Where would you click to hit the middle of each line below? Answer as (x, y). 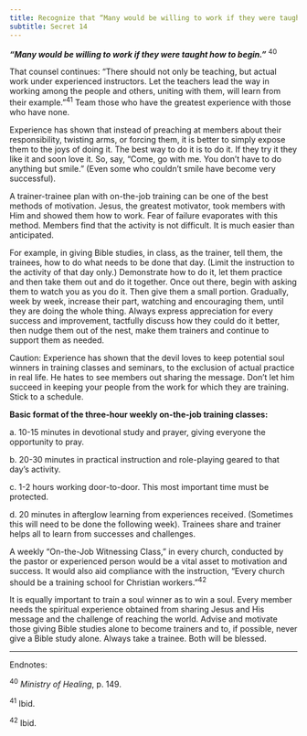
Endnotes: (28, 665)
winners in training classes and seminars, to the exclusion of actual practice (152, 368)
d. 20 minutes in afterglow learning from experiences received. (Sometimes (152, 514)
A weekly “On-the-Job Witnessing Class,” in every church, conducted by (147, 551)
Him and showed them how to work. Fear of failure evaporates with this (144, 215)
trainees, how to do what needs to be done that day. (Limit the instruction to (152, 262)
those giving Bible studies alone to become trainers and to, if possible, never (153, 629)
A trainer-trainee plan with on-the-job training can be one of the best (139, 196)
